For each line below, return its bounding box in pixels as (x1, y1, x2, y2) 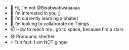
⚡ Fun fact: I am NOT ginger (10, 39, 68, 45)
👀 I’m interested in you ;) (10, 10, 61, 16)
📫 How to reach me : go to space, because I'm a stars (10, 26, 124, 32)
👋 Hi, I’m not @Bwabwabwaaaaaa (10, 5, 80, 10)
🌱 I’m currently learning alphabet (10, 15, 78, 21)
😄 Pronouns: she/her (10, 33, 55, 39)
